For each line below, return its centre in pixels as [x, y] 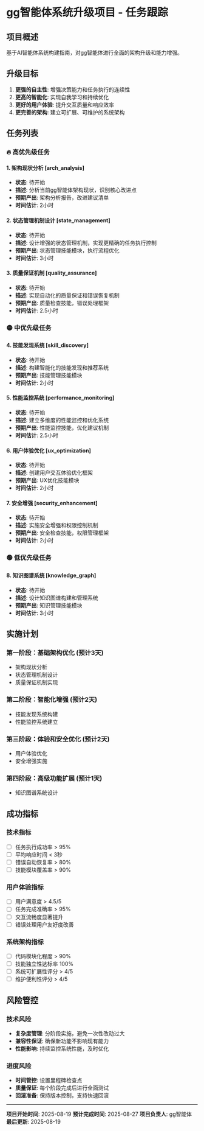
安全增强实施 [31, 761]
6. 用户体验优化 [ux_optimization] [49, 450]
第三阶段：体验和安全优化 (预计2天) [58, 739]
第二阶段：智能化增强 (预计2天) [52, 699]
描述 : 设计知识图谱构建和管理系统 [56, 598]
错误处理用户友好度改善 [44, 924]
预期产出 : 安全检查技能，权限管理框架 [62, 533]
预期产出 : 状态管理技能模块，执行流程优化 [67, 250]
